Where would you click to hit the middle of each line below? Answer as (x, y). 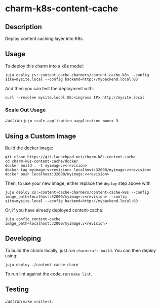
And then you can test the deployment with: (50, 88)
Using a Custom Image (41, 136)
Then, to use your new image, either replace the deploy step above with (78, 183)
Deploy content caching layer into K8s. (44, 38)
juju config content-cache (33, 219)
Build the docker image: (29, 148)
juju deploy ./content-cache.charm (42, 265)
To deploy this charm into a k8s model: (45, 66)
